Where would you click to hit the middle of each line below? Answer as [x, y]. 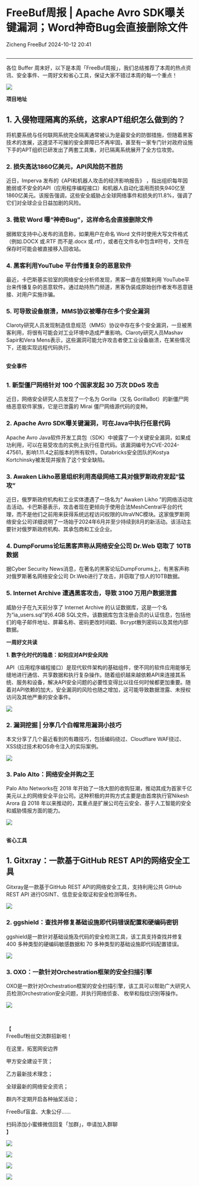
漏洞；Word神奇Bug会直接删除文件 [102, 28]
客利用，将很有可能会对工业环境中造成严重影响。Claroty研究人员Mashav [95, 333]
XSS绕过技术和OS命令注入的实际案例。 [54, 746]
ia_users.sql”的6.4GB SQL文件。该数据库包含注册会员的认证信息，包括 [100, 615]
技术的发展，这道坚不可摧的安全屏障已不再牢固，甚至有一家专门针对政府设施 [99, 142]
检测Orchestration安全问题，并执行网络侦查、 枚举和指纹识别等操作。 [96, 993]
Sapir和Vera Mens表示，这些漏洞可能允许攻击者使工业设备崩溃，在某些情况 [98, 340]
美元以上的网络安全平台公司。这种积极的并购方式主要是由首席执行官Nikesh [98, 796]
